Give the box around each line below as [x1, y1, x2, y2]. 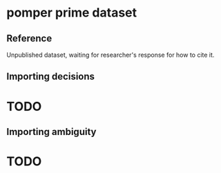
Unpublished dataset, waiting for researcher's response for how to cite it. [6, 51, 215, 59]
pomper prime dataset [6, 5, 137, 21]
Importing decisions [6, 71, 95, 82]
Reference [6, 33, 52, 44]
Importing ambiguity [6, 126, 97, 138]
